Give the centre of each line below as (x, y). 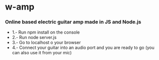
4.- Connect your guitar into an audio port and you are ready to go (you (83, 48)
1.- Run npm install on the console (46, 32)
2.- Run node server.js (34, 37)
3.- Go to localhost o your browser (46, 43)
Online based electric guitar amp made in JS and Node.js (73, 22)
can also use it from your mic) (42, 53)
